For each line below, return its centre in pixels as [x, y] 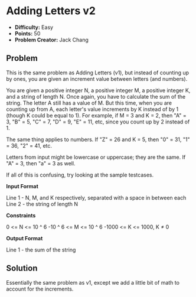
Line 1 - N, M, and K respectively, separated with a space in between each [96, 198]
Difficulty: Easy [34, 27]
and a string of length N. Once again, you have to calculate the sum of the [96, 96]
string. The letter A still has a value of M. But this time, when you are [89, 103]
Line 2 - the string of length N [42, 204]
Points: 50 [27, 33]
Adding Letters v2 [51, 11]
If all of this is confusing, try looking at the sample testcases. [80, 175]
